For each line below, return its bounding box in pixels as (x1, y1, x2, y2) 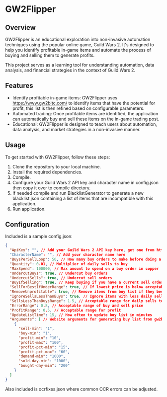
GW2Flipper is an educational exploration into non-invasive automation (5, 36, 151, 42)
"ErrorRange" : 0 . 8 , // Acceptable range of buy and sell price (9, 303, 144, 308)
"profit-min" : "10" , (18, 335, 61, 340)
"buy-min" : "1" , (18, 331, 52, 336)
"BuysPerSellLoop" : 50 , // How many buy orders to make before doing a (9, 257, 162, 262)
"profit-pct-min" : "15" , (18, 344, 70, 350)
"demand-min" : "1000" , (18, 354, 66, 359)
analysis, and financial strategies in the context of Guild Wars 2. (5, 67, 136, 73)
